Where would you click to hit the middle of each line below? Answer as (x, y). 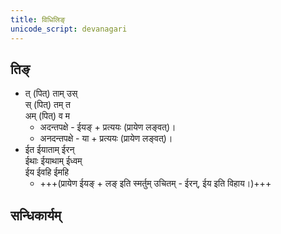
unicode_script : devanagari (69, 29)
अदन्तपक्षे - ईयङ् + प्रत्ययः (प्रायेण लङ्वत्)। (108, 127)
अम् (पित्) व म (47, 116)
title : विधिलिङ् (38, 19)
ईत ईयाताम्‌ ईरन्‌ (49, 150)
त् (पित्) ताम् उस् (51, 93)
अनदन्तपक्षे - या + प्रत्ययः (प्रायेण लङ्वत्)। (106, 138)
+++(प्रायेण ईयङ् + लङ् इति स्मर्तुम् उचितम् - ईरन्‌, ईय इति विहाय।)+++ (155, 183)
